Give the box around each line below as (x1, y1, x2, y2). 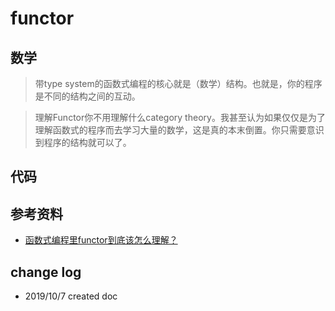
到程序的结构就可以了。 (34, 137, 132, 148)
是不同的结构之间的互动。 (34, 90, 141, 102)
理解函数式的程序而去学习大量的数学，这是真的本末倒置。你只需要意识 (34, 124, 325, 136)
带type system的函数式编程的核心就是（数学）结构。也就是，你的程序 (34, 78, 323, 89)
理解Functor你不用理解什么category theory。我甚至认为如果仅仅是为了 (34, 112, 326, 123)
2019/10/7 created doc (24, 290, 118, 302)
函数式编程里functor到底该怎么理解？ (24, 234, 178, 246)
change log (10, 263, 82, 281)
